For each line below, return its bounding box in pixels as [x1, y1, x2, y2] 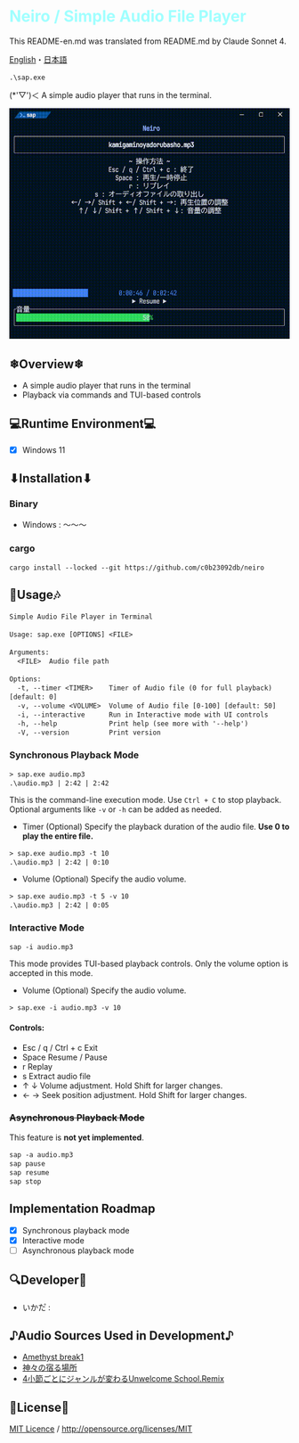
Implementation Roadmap [9, 1201, 156, 1217]
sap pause [9, 1159, 46, 1168]
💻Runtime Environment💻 [9, 416, 157, 431]
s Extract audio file [21, 1070, 92, 1081]
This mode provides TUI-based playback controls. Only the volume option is [9, 958, 289, 969]
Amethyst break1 [21, 1352, 85, 1363]
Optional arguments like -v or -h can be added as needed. [9, 804, 222, 815]
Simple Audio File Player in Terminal [9, 612, 153, 621]
